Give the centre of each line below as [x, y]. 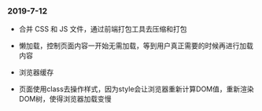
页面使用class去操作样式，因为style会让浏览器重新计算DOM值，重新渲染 [137, 89]
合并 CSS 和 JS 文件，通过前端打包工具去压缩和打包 [103, 29]
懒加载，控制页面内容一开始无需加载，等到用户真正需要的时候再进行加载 [136, 46]
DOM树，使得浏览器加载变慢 [65, 99]
